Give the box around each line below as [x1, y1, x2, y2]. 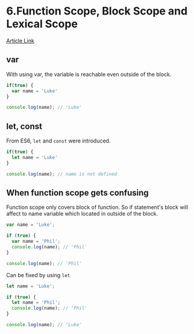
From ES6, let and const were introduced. [6, 137, 111, 144]
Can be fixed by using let [6, 271, 70, 278]
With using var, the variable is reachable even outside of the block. [6, 71, 172, 78]
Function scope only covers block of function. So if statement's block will [6, 204, 189, 211]
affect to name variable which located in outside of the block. [6, 210, 158, 217]
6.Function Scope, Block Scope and [6, 4, 188, 18]
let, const [6, 121, 42, 131]
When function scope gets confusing [6, 187, 149, 198]
